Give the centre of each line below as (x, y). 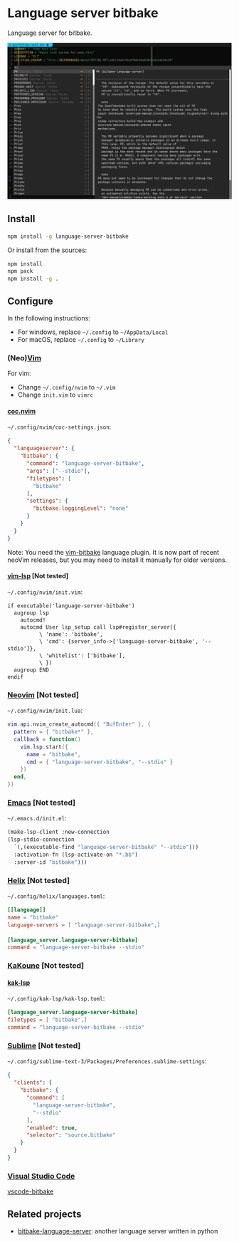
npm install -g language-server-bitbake (68, 236)
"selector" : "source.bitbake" (71, 1135)
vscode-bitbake (31, 1191)
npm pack (20, 271)
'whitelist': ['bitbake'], (85, 656)
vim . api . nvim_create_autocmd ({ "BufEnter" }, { (79, 724)
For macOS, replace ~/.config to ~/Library (81, 339)
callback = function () (47, 739)
